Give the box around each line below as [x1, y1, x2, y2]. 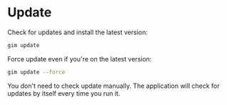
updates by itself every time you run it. [7, 89, 121, 97]
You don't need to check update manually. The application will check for [7, 81, 220, 90]
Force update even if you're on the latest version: [7, 54, 152, 63]
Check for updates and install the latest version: [7, 28, 148, 36]
